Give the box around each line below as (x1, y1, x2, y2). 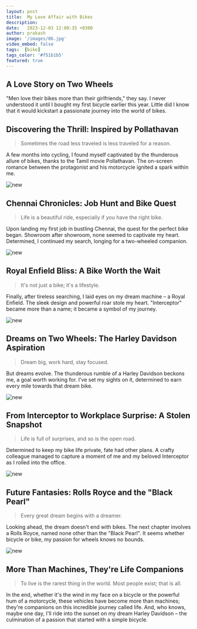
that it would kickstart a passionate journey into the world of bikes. (6, 107, 167, 114)
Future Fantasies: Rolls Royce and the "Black (6, 487, 173, 497)
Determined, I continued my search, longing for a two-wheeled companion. (6, 237, 188, 244)
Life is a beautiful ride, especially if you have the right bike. (20, 213, 163, 220)
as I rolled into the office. (6, 459, 66, 466)
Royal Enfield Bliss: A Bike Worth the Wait (6, 266, 161, 276)
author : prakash (6, 30, 46, 36)
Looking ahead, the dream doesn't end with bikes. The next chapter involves (6, 523, 191, 531)
